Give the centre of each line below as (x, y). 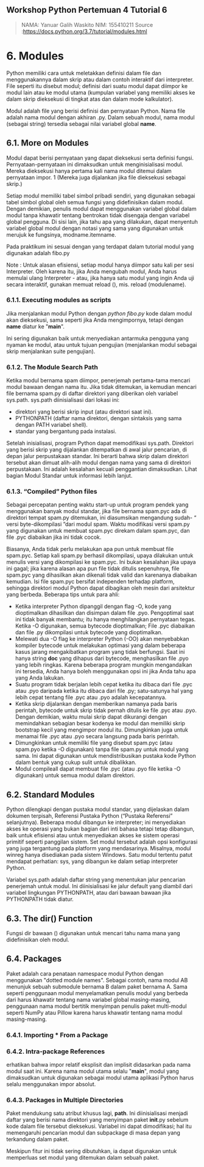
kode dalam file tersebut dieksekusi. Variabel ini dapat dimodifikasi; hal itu (99, 1126)
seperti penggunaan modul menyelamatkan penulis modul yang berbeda (97, 993)
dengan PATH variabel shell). (51, 425)
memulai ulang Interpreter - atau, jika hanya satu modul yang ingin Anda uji (100, 278)
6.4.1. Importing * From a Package (57, 1035)
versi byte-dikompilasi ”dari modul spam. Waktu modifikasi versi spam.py (98, 524)
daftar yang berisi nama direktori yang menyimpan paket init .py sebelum (97, 1120)
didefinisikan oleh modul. (38, 940)
